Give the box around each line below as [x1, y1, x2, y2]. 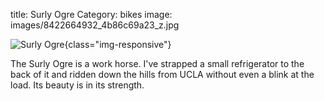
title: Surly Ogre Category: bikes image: [10, 9, 173, 20]
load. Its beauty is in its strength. [10, 79, 145, 91]
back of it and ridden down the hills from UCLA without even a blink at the [10, 69, 315, 80]
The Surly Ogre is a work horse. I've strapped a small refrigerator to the [10, 58, 305, 69]
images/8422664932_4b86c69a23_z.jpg [10, 19, 180, 31]
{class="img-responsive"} [64, 39, 172, 50]
